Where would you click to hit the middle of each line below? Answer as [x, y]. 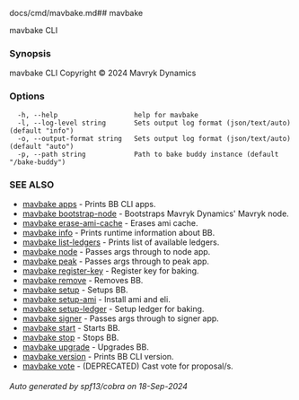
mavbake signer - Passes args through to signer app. [121, 318]
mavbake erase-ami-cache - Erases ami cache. [110, 222]
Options [27, 96]
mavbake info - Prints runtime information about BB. [119, 232]
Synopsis [30, 53]
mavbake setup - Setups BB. [75, 290]
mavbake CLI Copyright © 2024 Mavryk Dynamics [103, 73]
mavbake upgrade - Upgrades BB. [86, 347]
